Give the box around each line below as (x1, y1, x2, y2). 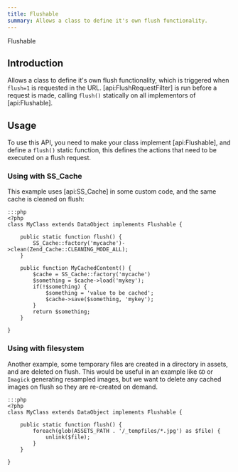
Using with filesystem (7, 343, 85, 353)
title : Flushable (7, 10, 59, 18)
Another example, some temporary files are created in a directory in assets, (7, 360, 229, 368)
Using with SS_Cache (7, 172, 83, 182)
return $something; (33, 308, 91, 315)
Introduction (7, 57, 64, 69)
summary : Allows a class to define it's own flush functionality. (7, 17, 208, 24)
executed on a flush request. (7, 154, 91, 162)
